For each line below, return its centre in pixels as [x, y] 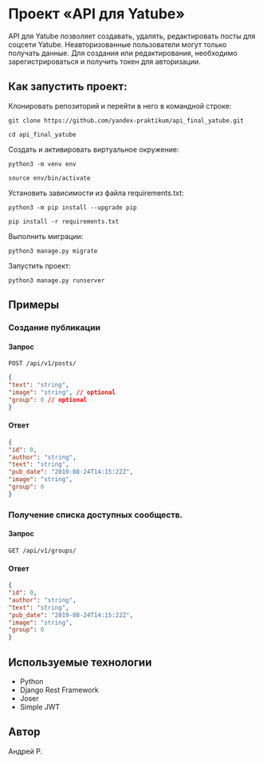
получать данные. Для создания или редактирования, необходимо [123, 53]
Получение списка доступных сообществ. [96, 515]
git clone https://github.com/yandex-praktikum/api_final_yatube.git [126, 121]
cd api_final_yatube [43, 134]
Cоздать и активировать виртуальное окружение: [94, 149]
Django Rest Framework [59, 690]
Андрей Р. [25, 751]
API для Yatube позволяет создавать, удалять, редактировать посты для [132, 36]
